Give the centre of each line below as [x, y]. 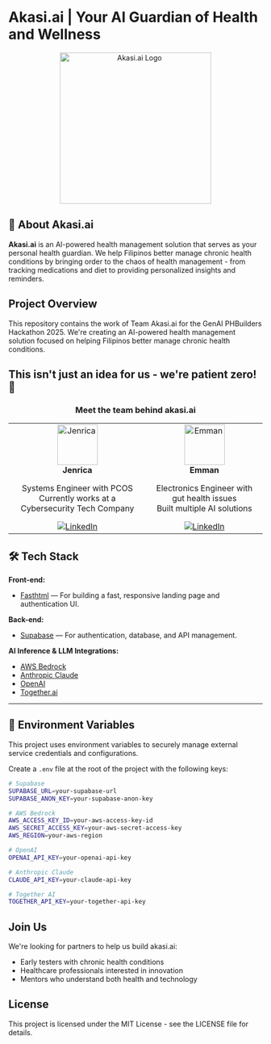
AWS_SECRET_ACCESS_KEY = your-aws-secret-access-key [95, 828]
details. [21, 1032]
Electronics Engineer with [204, 488]
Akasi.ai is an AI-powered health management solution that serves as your [133, 244]
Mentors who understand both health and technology [108, 979]
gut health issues [204, 499]
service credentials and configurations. [73, 753]
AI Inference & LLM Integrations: [64, 651]
